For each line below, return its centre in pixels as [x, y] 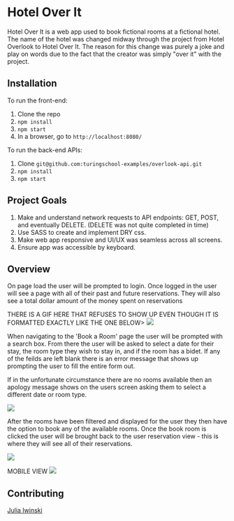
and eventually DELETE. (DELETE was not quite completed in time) [113, 224]
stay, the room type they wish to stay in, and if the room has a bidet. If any [114, 351]
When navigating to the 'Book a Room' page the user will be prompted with [115, 337]
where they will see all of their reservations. [70, 444]
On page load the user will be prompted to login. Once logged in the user [112, 286]
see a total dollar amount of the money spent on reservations [95, 301]
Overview [29, 269]
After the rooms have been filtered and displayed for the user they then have [117, 421]
